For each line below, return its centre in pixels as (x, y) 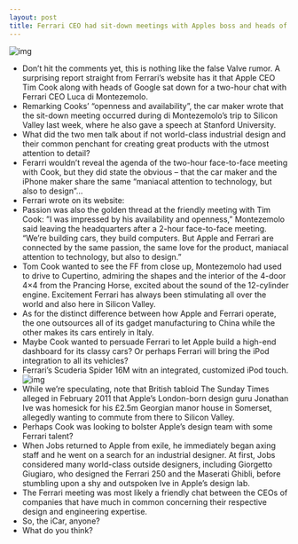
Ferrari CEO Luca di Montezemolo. (85, 96)
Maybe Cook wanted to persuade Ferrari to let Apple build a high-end (149, 342)
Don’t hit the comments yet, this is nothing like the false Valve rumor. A (151, 68)
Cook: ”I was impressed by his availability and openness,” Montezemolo (153, 219)
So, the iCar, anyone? (61, 521)
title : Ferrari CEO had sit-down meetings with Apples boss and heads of (149, 26)
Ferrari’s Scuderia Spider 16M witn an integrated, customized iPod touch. (155, 370)
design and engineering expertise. (85, 511)
